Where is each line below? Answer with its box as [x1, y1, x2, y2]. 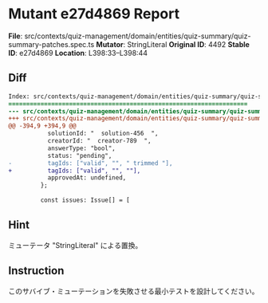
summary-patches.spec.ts [8, 39, 95, 49]
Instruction [8, 264, 65, 277]
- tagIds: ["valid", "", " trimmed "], [8, 159, 173, 167]
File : [8, 31, 23, 41]
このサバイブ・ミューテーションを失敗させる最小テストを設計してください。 [8, 286, 259, 296]
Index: [8, 92, 30, 100]
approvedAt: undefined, [47, 174, 127, 182]
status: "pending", [47, 151, 112, 159]
